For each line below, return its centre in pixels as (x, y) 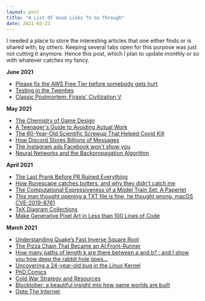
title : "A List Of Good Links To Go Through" (65, 18)
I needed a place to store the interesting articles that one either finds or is (99, 41)
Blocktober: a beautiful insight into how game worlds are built (92, 285)
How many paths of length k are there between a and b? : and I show (102, 253)
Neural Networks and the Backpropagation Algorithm (82, 153)
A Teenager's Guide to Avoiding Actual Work (71, 127)
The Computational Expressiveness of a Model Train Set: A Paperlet (101, 190)
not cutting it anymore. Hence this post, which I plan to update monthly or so (103, 54)
